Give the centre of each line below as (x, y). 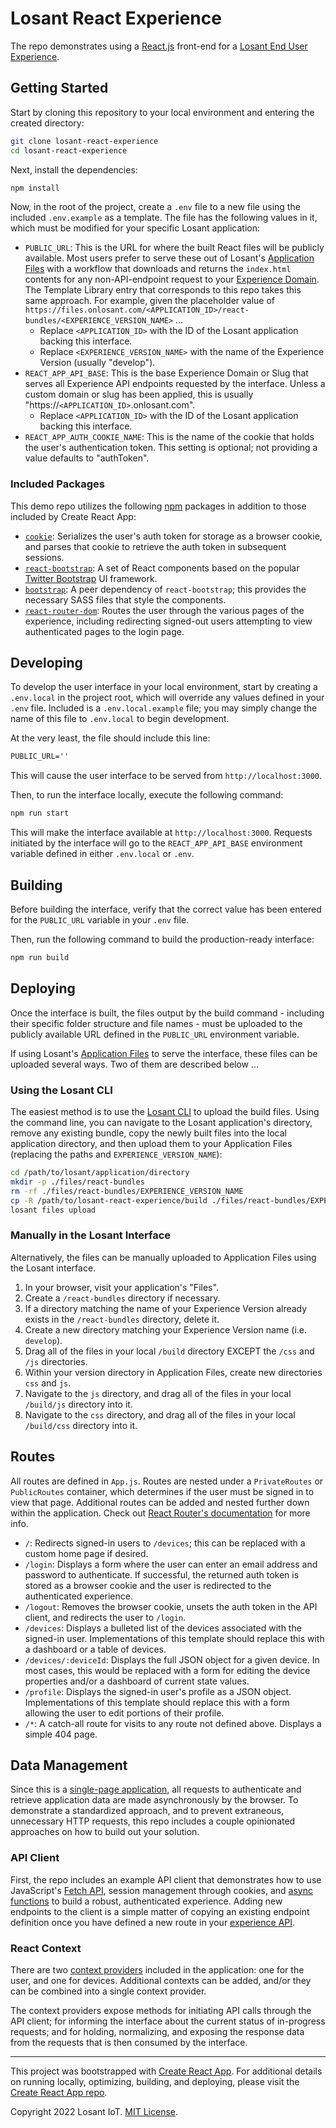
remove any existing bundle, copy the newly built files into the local (148, 1133)
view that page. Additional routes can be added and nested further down (160, 1502)
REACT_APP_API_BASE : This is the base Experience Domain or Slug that (166, 373)
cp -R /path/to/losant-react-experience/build (109, 1200)
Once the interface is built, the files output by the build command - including (167, 1013)
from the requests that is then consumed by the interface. (129, 2042)
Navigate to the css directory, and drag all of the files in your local (160, 1414)
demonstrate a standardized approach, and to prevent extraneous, (147, 1811)
